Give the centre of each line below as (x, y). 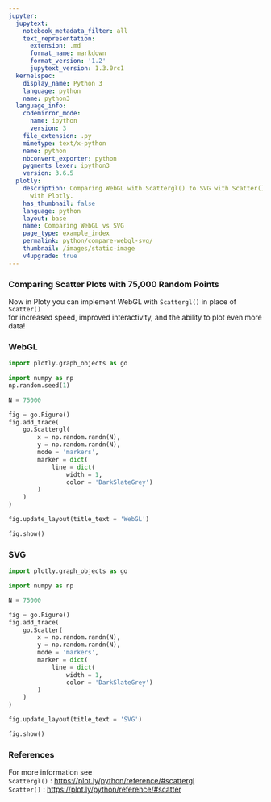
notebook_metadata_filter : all (75, 31)
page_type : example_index (67, 234)
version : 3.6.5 (48, 173)
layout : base (45, 219)
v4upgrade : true (50, 256)
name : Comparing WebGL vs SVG (74, 226)
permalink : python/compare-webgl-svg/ (88, 241)
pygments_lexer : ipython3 (67, 166)
